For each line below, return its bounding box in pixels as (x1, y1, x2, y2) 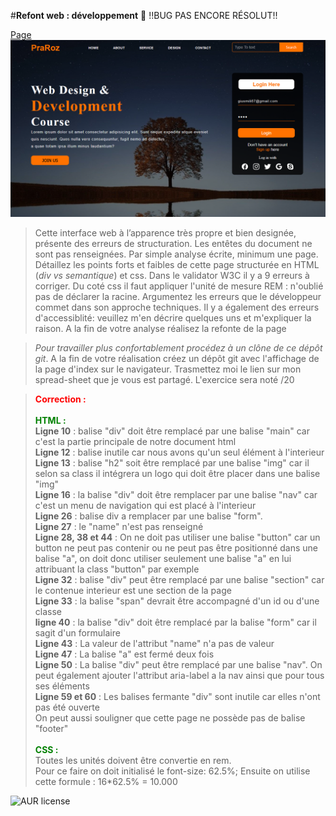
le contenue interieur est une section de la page (34, 584, 232, 596)
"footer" (34, 722, 69, 734)
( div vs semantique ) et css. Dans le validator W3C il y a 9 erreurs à (34, 269, 310, 281)
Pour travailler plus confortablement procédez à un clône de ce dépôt (34, 341, 323, 354)
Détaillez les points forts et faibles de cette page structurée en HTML (34, 258, 320, 270)
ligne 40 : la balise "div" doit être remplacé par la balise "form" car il (34, 616, 317, 628)
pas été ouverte (34, 701, 100, 713)
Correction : (34, 393, 87, 405)
